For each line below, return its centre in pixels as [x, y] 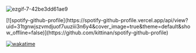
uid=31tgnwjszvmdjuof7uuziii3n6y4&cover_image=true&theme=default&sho [98, 27]
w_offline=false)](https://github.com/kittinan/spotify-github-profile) [87, 33]
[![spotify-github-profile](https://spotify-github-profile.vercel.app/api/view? [97, 20]
